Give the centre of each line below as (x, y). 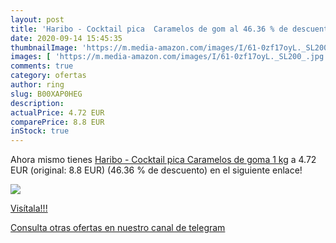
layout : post (37, 19)
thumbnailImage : (44, 47)
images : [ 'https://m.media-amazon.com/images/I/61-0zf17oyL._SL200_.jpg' (169, 57)
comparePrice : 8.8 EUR (57, 122)
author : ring (37, 85)
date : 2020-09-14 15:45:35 (66, 38)
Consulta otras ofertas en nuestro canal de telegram (118, 228)
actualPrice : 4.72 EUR (57, 112)
